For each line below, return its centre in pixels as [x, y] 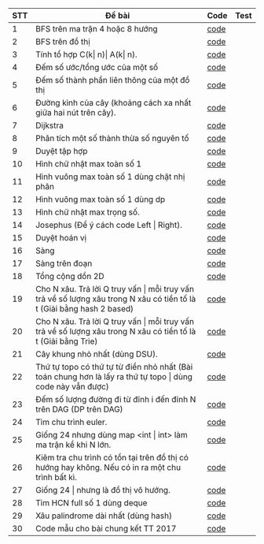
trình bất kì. [56, 477]
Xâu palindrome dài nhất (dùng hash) [104, 516]
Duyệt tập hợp [61, 151]
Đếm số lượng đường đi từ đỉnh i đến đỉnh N [115, 399]
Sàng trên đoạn [64, 263]
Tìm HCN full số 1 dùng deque [91, 503]
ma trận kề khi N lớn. [73, 445]
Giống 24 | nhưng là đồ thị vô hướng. [103, 490]
